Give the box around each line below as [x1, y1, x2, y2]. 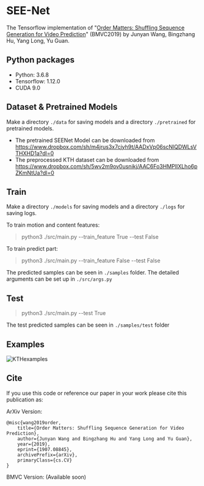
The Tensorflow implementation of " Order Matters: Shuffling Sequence [6, 24, 185, 31]
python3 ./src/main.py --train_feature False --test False [21, 257, 161, 264]
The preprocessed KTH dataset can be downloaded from [15, 156, 159, 163]
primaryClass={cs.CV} [17, 457, 72, 463]
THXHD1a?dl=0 [15, 150, 54, 157]
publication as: [6, 396, 44, 403]
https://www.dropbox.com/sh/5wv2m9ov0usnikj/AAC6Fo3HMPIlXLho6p [15, 162, 198, 170]
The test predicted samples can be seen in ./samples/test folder [6, 321, 170, 328]
